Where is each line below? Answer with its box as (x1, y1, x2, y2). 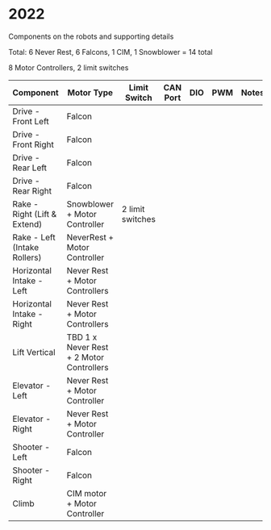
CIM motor (66, 487, 107, 499)
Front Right (12, 139, 54, 150)
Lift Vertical (12, 346, 56, 357)
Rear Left (12, 162, 47, 173)
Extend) (12, 219, 43, 230)
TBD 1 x (66, 332, 98, 343)
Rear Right (12, 185, 52, 196)
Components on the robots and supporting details (8, 31, 174, 41)
